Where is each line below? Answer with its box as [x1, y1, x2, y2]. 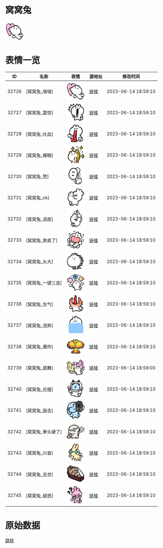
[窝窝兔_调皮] [25, 216, 53, 222]
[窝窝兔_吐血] [25, 131, 53, 137]
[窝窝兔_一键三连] [25, 280, 62, 286]
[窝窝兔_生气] [25, 301, 53, 307]
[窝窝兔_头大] [25, 259, 53, 265]
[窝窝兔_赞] [25, 174, 49, 180]
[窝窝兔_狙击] [25, 407, 53, 413]
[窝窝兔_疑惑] [25, 492, 53, 499]
